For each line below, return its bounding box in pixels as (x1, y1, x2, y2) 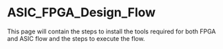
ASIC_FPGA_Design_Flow (7, 5, 156, 20)
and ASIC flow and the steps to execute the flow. (7, 34, 145, 42)
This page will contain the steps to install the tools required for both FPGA (7, 27, 216, 35)
